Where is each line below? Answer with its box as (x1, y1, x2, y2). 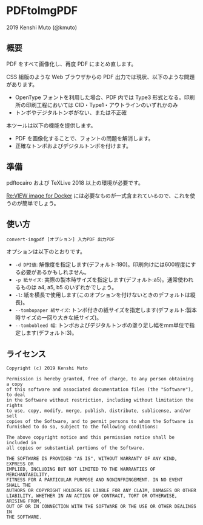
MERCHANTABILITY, (6, 472, 50, 478)
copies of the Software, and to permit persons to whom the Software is (6, 419, 194, 425)
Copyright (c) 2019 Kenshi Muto (6, 365, 88, 371)
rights (6, 402, 23, 409)
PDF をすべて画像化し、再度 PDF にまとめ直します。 (6, 60, 137, 67)
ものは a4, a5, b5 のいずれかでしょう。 (20, 284, 117, 291)
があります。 (6, 80, 38, 88)
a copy (6, 381, 23, 388)
